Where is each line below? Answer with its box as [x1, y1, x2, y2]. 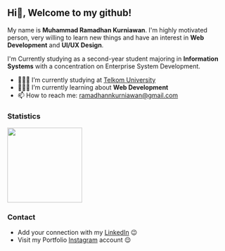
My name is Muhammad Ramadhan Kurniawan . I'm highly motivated [7, 25, 207, 34]
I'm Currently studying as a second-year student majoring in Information [7, 54, 219, 63]
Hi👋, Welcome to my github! [7, 7, 132, 19]
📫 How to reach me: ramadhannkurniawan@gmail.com [17, 91, 179, 99]
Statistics [7, 111, 41, 121]
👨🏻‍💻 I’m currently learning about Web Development [17, 82, 169, 92]
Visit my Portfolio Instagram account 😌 [17, 235, 131, 244]
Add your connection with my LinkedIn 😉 [17, 228, 138, 237]
